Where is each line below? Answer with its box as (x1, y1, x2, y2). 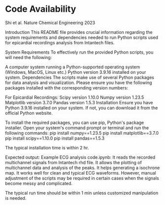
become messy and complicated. (5, 180, 73, 186)
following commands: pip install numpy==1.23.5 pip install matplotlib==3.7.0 (5, 130, 159, 136)
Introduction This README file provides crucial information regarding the (5, 29, 153, 35)
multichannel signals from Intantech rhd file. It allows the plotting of (5, 159, 142, 165)
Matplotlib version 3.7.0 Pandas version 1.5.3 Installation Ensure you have (5, 99, 153, 105)
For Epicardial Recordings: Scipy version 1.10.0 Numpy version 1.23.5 (5, 94, 144, 100)
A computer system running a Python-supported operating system (5, 64, 140, 70)
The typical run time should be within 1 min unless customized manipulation (5, 190, 159, 196)
